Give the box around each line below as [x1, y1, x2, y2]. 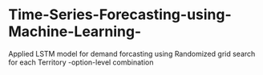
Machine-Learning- [8, 22, 142, 41]
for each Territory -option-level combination [8, 57, 154, 67]
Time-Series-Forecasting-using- [8, 6, 233, 24]
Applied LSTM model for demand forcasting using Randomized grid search [8, 49, 256, 58]
